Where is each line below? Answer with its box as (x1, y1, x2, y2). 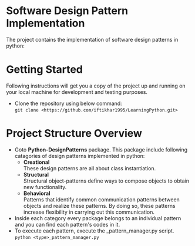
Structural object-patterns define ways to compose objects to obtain (23, 177, 190, 184)
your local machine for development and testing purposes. (6, 88, 148, 95)
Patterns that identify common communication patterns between (23, 196, 180, 203)
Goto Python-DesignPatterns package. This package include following (14, 146, 188, 153)
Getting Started (6, 63, 83, 76)
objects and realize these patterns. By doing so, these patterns (23, 202, 176, 209)
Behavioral (23, 190, 51, 197)
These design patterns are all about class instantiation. (23, 164, 156, 171)
